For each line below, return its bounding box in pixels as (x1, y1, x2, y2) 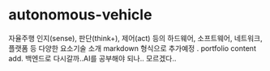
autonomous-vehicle (8, 6, 152, 24)
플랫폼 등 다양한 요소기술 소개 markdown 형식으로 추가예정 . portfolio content (8, 43, 257, 53)
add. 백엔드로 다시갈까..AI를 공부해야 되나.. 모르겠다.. (8, 53, 177, 63)
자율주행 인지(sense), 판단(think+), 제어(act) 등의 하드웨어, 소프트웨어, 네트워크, (8, 33, 264, 43)
